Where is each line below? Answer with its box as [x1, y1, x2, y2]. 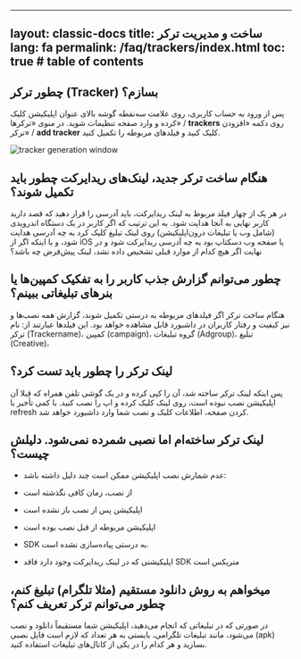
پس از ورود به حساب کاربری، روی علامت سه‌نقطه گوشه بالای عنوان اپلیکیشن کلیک [10, 108, 285, 119]
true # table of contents [10, 54, 144, 70]
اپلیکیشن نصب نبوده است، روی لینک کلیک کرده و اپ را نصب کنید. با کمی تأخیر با [10, 396, 276, 407]
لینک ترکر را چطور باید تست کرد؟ [10, 363, 173, 380]
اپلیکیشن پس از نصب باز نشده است [22, 505, 143, 515]
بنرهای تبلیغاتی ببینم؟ [10, 286, 113, 301]
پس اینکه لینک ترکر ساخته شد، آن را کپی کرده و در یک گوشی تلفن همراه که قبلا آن [10, 388, 284, 398]
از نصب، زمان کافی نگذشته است [22, 488, 133, 498]
